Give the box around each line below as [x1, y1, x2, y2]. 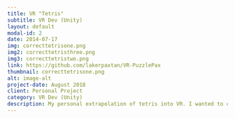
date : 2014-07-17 [7, 36, 58, 43]
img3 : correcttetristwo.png [7, 56, 90, 62]
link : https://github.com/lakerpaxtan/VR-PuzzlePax [7, 62, 161, 69]
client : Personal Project [7, 87, 83, 94]
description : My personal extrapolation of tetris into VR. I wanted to [7, 101, 224, 108]
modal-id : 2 [7, 29, 42, 37]
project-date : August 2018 [7, 81, 86, 88]
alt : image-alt [7, 74, 52, 82]
